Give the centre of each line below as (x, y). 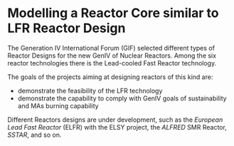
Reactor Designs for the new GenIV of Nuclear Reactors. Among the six (112, 56)
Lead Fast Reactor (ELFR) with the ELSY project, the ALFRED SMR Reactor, (117, 127)
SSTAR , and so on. (34, 135)
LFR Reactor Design (67, 28)
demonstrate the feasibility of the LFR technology (90, 90)
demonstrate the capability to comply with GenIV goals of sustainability (122, 98)
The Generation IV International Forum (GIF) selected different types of (111, 48)
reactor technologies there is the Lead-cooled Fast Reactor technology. (112, 63)
